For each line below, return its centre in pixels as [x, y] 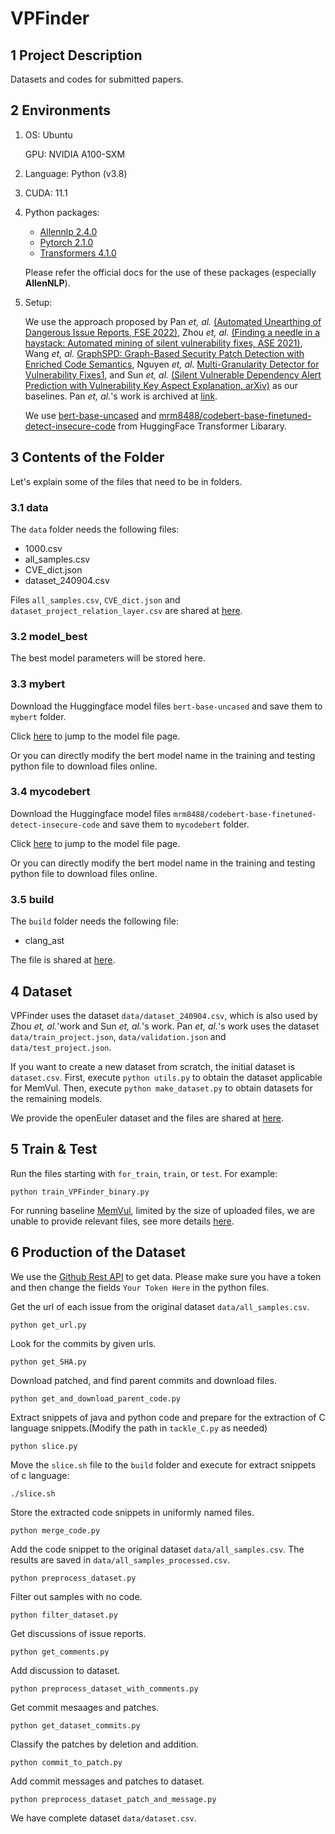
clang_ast [44, 941]
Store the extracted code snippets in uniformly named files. [132, 1512]
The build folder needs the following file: [94, 921]
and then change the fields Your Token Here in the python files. [140, 1287]
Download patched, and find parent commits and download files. [143, 1380]
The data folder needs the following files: [95, 529]
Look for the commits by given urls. [83, 1343]
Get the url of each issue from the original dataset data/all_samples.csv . [160, 1306]
